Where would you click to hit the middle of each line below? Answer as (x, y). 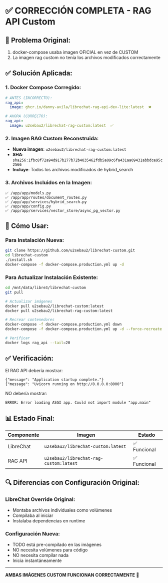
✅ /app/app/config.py (28, 206)
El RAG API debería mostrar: (34, 370)
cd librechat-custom (27, 255)
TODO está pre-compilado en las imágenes (57, 545)
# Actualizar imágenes (29, 301)
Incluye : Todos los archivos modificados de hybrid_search (73, 170)
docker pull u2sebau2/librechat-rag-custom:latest (59, 311)
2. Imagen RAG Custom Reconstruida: (52, 138)
